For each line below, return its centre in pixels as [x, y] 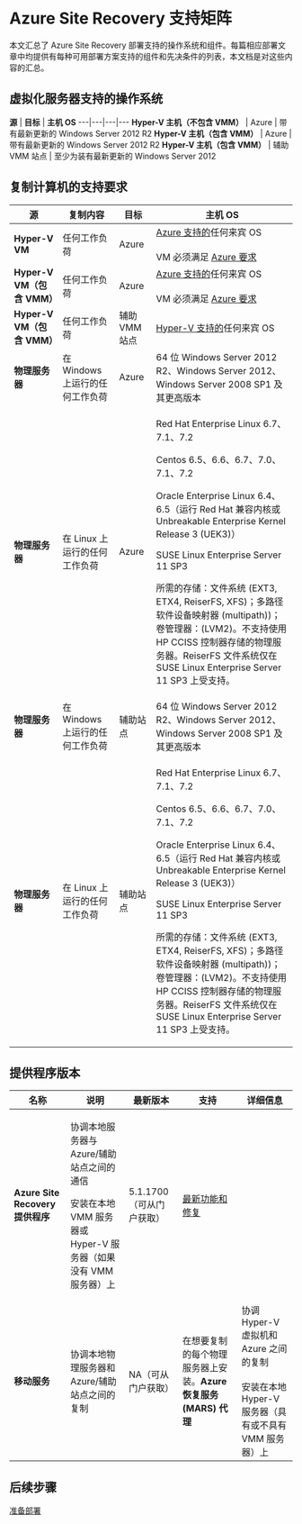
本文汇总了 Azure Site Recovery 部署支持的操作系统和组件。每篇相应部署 [144, 45]
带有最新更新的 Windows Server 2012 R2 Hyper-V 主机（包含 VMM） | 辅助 [149, 144]
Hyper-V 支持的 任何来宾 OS [215, 328]
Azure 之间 [264, 1349]
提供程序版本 [45, 1073]
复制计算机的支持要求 [68, 187]
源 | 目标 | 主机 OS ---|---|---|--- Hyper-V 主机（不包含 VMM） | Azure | [143, 122]
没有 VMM [92, 1271]
